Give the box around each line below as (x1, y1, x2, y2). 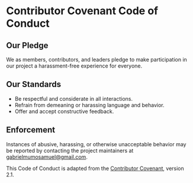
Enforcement (6, 125, 55, 135)
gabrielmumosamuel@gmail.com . (6, 153, 88, 160)
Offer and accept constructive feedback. (14, 108, 114, 115)
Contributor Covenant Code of (6, 4, 159, 18)
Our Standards (6, 79, 62, 89)
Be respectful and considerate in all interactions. (14, 95, 133, 102)
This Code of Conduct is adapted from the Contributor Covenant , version (6, 165, 185, 172)
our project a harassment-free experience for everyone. (6, 62, 143, 69)
